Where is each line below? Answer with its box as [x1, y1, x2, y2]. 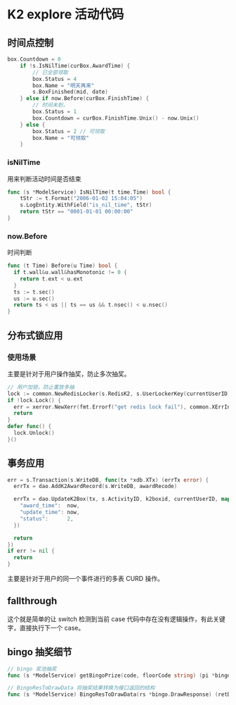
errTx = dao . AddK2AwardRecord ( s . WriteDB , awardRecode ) [13, 483, 178, 490]
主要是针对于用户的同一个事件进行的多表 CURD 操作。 [7, 575, 164, 583]
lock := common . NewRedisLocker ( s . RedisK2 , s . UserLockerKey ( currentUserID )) [7, 390, 234, 397]
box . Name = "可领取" [32, 135, 90, 142]
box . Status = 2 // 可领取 [32, 127, 105, 135]
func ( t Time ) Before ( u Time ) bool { [7, 262, 118, 270]
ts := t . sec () [13, 288, 55, 296]
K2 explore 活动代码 [7, 6, 124, 23]
